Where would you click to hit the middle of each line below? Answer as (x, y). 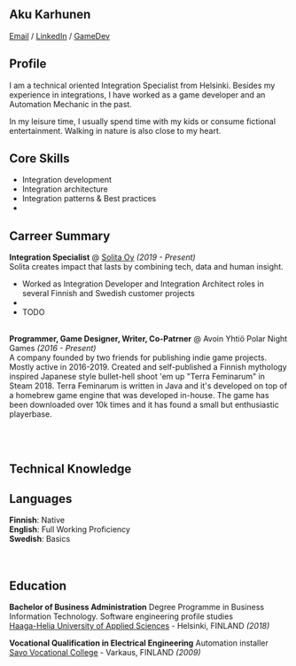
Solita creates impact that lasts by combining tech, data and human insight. (146, 267)
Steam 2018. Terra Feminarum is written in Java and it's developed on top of (148, 386)
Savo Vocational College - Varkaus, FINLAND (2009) (105, 653)
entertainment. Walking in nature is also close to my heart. (115, 130)
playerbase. (31, 414)
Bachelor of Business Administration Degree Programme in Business (136, 607)
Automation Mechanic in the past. (71, 104)
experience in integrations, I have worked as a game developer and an (137, 94)
